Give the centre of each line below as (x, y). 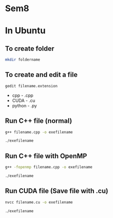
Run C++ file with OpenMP (46, 156)
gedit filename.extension (31, 86)
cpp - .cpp (23, 95)
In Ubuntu (25, 31)
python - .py (25, 105)
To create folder (30, 48)
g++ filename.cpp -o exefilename (39, 132)
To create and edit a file (41, 75)
